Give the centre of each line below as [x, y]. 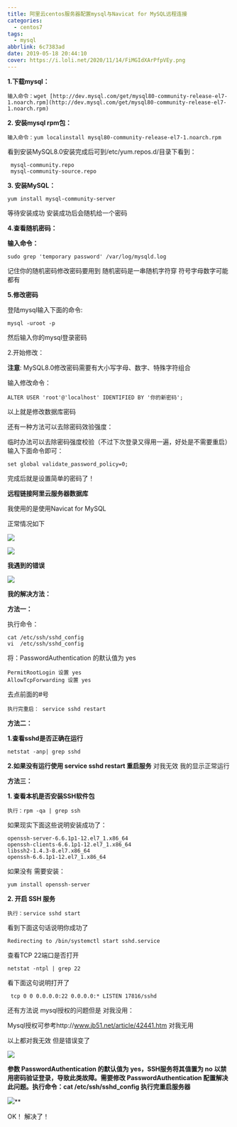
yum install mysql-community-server [61, 199]
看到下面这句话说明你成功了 [48, 927]
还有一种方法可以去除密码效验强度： [60, 427]
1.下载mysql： [28, 81]
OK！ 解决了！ [28, 1116]
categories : [25, 21]
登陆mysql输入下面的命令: [45, 309]
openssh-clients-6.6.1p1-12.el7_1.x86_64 [70, 844]
